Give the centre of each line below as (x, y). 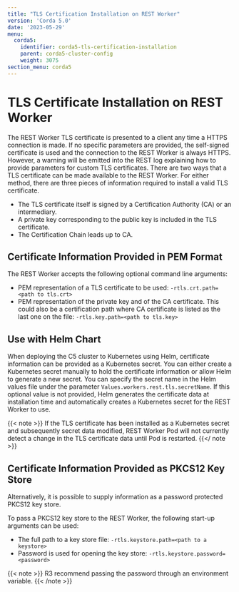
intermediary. (37, 212)
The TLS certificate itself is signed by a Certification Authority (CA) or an (124, 204)
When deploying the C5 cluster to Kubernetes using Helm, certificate (109, 357)
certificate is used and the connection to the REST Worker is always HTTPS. (119, 152)
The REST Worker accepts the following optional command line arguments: (118, 274)
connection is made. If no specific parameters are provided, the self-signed (118, 145)
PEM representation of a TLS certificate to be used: (93, 288)
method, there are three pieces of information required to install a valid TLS (118, 183)
